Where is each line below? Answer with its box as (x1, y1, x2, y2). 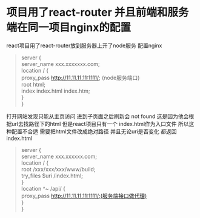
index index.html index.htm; (21, 87, 90, 94)
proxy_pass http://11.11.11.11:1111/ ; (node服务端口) (21, 74, 140, 81)
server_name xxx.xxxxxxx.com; (21, 60, 100, 67)
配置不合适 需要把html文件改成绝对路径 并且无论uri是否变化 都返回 (11, 128, 177, 135)
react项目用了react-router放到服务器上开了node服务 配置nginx (6, 42, 162, 49)
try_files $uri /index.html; (21, 172, 83, 179)
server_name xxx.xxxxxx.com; (21, 153, 97, 160)
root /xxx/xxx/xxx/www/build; (21, 165, 96, 173)
